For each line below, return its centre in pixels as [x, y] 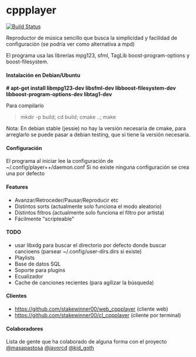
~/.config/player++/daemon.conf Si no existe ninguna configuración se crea [98, 167]
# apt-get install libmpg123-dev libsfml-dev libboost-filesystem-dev [91, 88]
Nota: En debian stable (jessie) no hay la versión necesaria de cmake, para [96, 128]
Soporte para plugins [40, 270]
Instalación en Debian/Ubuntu [43, 75]
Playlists [25, 257]
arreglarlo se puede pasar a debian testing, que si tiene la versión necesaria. [98, 135]
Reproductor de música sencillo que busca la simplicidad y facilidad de [92, 38]
